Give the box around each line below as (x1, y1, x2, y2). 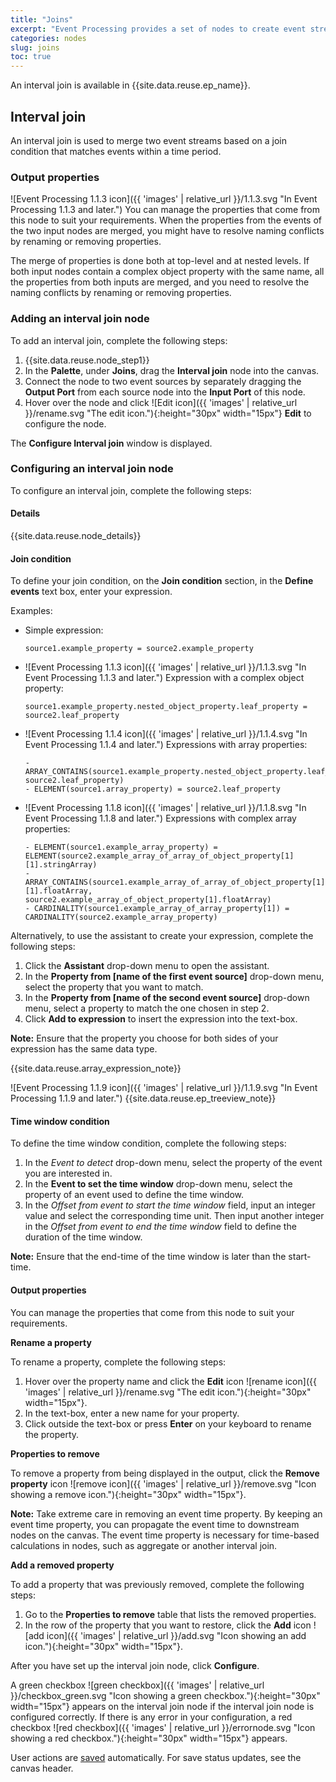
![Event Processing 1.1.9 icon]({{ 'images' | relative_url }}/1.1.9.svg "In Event (10, 1082, 318, 1094)
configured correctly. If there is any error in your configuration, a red (10, 1711, 293, 1723)
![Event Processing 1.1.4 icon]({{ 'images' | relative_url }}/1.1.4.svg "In (24, 728, 308, 740)
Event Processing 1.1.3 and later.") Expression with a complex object (24, 672, 305, 684)
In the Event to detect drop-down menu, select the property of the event (24, 1157, 323, 1169)
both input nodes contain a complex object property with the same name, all (10, 266, 325, 278)
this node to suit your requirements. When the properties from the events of (10, 214, 323, 226)
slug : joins (10, 42, 60, 53)
